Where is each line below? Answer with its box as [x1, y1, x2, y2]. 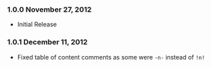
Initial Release [17, 21, 57, 29]
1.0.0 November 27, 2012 [7, 5, 92, 14]
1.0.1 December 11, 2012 [7, 38, 88, 47]
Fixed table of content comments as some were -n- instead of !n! [17, 53, 205, 61]
